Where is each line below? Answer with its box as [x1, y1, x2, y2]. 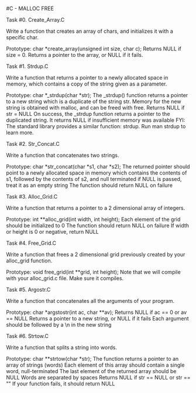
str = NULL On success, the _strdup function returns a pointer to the [6, 111, 170, 117]
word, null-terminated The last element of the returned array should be [6, 368, 177, 374]
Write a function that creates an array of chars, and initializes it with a [6, 28, 174, 35]
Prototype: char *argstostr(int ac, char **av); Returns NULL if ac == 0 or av [6, 309, 187, 316]
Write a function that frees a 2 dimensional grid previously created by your [6, 251, 185, 258]
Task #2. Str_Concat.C [6, 141, 60, 147]
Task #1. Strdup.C [6, 63, 49, 70]
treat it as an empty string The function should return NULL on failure [6, 182, 173, 189]
